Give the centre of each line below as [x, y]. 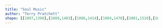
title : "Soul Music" [26, 9]
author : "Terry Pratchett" [32, 14]
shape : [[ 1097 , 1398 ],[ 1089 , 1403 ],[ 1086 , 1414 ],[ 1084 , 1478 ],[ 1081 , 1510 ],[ [80, 18]
